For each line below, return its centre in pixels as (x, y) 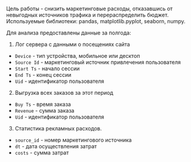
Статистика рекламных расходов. (58, 128)
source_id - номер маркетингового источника (73, 140)
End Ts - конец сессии (43, 75)
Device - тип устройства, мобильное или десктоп (77, 56)
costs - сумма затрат (42, 152)
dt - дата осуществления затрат (56, 146)
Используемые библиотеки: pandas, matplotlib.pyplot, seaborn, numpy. (96, 21)
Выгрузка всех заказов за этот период (64, 93)
